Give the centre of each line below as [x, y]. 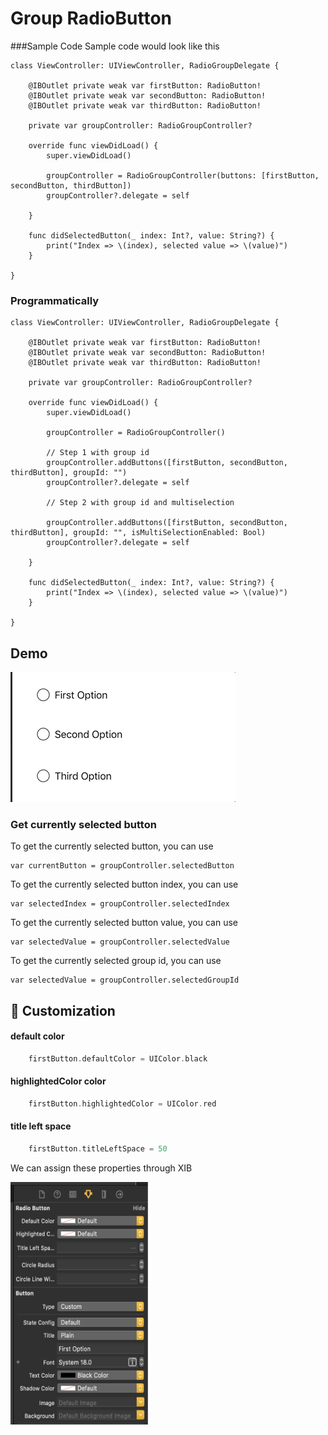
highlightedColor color [58, 1081]
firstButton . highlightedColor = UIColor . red [122, 1104]
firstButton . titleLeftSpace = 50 [98, 1149]
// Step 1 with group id [98, 453]
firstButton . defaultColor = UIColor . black [118, 1058]
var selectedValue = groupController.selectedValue [120, 942]
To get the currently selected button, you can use [112, 846]
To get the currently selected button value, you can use [124, 923]
